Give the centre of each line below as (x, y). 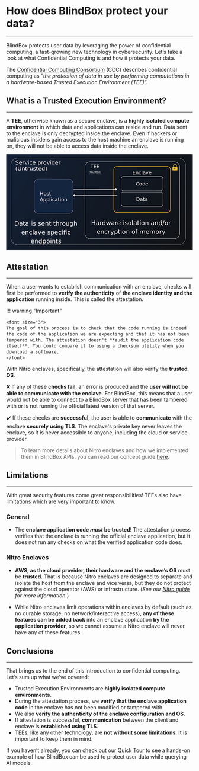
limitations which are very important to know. (61, 501)
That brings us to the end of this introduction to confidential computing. (93, 671)
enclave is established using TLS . (57, 727)
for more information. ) (42, 596)
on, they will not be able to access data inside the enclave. (78, 146)
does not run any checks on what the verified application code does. (98, 542)
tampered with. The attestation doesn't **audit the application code (95, 340)
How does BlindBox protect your (87, 11)
